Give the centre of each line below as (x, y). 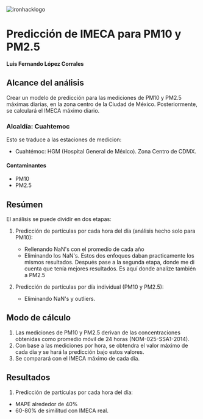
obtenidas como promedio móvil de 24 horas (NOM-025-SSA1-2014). (102, 339)
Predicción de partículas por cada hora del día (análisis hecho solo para (105, 231)
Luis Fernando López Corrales (45, 63)
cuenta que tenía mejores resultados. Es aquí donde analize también (110, 269)
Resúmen (25, 204)
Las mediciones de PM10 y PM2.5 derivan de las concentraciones (98, 333)
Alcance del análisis (45, 83)
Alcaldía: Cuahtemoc (38, 126)
